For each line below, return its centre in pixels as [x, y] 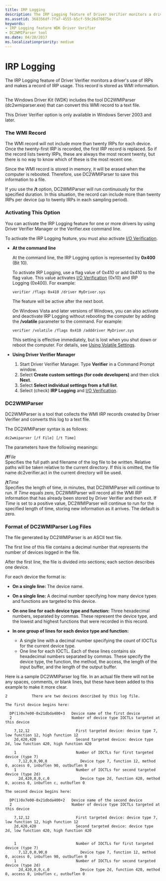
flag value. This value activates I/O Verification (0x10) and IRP [75, 278]
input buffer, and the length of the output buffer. [68, 667]
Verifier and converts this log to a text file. [48, 419]
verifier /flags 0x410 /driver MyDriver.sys [59, 292]
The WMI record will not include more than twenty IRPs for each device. [78, 144]
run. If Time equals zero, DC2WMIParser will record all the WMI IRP [74, 493]
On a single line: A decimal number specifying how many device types [84, 596]
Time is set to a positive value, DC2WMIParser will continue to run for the [80, 503]
